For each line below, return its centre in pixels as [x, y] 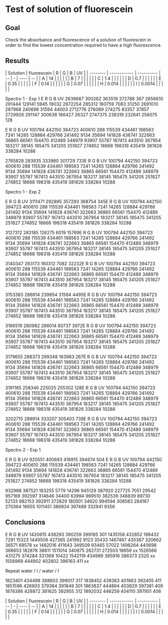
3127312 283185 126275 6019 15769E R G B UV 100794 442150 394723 [79, 232]
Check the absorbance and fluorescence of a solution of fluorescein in [78, 40]
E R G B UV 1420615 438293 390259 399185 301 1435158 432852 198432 [82, 534]
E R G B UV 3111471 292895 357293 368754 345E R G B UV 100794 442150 [83, 201]
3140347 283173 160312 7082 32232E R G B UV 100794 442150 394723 [80, 263]
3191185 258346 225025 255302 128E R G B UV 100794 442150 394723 [80, 388]
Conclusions [25, 522]
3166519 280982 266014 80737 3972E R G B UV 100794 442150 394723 [81, 326]
